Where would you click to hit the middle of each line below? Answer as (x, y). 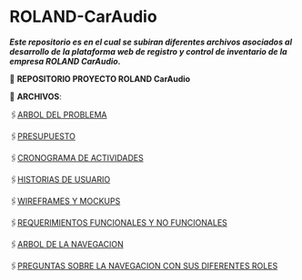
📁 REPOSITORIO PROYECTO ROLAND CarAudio (100, 78)
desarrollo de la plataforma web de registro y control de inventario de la (149, 51)
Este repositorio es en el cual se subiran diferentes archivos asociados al (151, 42)
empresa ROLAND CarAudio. (65, 61)
